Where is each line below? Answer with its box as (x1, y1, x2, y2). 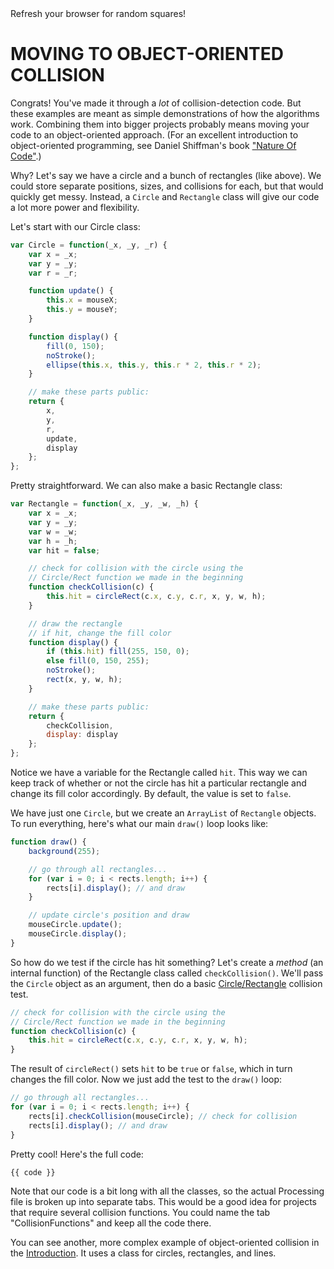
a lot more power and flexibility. (10, 201, 140, 213)
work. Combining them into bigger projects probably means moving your (10, 118, 310, 130)
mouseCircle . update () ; (28, 920, 123, 930)
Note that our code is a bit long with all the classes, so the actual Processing (10, 1185, 325, 1197)
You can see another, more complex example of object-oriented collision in (10, 1237, 320, 1249)
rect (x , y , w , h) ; (46, 675, 123, 685)
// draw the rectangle (28, 618, 123, 629)
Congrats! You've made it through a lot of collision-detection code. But (10, 97, 302, 109)
